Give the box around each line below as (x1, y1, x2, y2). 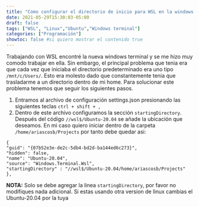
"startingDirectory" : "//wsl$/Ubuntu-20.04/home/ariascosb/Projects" (6, 166, 186, 172)
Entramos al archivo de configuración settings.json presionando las (14, 96, 181, 103)
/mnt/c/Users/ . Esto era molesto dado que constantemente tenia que (6, 72, 176, 79)
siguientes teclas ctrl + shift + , (14, 103, 101, 109)
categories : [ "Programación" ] (6, 31, 82, 37)
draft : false (6, 20, 39, 26)
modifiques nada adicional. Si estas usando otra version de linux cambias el (6, 188, 193, 195)
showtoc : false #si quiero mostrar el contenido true (6, 36, 143, 42)
